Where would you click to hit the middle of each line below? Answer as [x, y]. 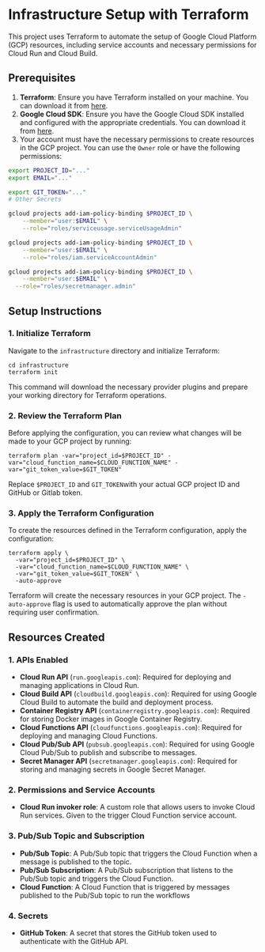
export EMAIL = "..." [40, 178]
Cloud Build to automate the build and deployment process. [116, 702]
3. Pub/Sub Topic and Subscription [76, 836]
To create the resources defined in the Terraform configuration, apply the [128, 531]
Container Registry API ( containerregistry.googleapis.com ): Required [135, 711]
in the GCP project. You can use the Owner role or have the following [130, 147]
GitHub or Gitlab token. [45, 493]
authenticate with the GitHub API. [74, 941]
